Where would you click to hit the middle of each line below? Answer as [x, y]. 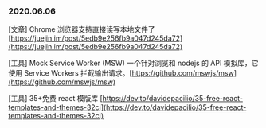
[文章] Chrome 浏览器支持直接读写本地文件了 [82, 29]
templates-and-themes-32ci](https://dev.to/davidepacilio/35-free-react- [127, 107]
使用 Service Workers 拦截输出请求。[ [70, 73]
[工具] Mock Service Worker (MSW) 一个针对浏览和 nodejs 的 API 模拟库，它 [133, 63]
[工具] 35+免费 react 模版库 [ [56, 99]
